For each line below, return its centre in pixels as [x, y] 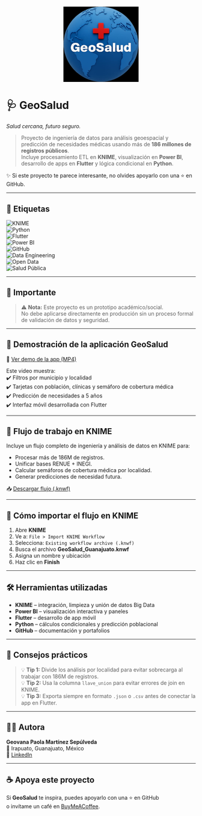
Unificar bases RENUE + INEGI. [54, 464]
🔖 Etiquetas [28, 209]
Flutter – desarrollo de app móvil [55, 618]
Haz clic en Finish [37, 562]
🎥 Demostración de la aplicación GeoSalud [87, 345]
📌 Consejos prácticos [47, 655]
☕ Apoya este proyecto [50, 780]
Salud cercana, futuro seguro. [44, 126]
